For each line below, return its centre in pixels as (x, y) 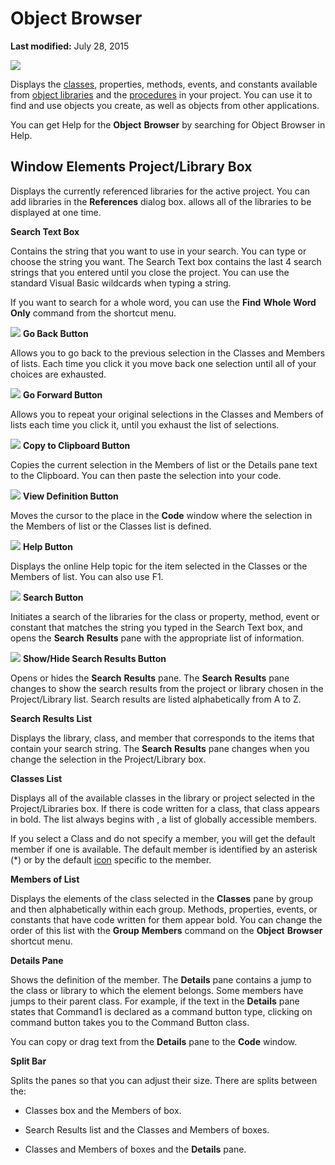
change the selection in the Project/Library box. (108, 759)
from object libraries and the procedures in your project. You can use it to (161, 94)
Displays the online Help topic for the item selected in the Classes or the (159, 566)
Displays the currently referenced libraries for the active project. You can (160, 191)
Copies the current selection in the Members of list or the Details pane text (164, 464)
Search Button (53, 597)
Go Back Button (55, 333)
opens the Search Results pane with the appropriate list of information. (157, 638)
